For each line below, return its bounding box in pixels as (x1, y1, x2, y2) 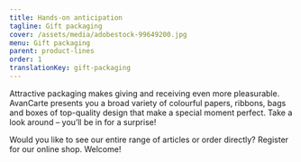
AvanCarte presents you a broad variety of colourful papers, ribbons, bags (9, 97, 287, 108)
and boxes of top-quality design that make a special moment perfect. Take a (9, 107, 293, 118)
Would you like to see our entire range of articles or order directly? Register (9, 134, 289, 145)
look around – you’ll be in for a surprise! (9, 116, 157, 127)
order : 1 (9, 55, 42, 64)
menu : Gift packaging (9, 38, 91, 48)
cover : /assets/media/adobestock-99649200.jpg (9, 30, 187, 39)
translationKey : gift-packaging (9, 64, 131, 73)
